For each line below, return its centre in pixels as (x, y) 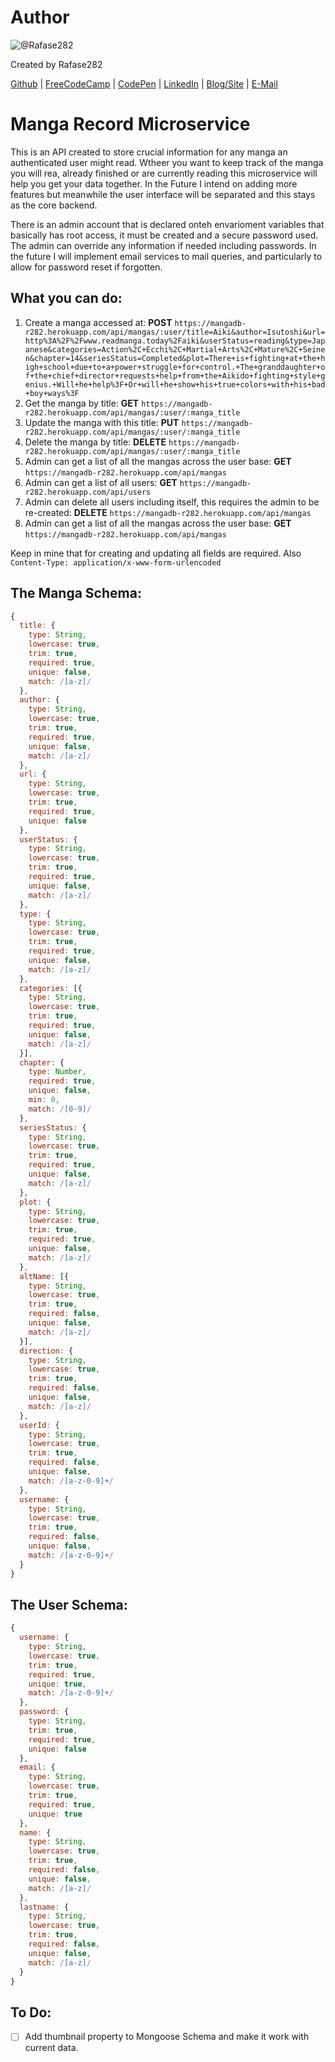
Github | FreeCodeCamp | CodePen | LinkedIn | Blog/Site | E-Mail (144, 83)
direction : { (46, 1351)
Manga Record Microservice (130, 124)
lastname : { (44, 1907)
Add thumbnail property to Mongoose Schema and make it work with (167, 2037)
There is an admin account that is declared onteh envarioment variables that (167, 224)
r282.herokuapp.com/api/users (88, 492)
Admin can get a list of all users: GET (101, 482)
